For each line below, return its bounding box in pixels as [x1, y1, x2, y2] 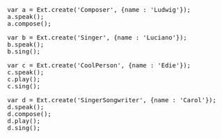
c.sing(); [7, 83, 40, 90]
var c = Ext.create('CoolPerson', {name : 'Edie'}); [7, 62, 191, 69]
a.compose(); [7, 20, 52, 27]
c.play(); [7, 76, 40, 83]
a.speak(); [7, 13, 45, 20]
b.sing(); [7, 48, 40, 55]
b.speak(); [7, 41, 45, 48]
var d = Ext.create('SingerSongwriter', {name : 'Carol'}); [7, 97, 217, 104]
